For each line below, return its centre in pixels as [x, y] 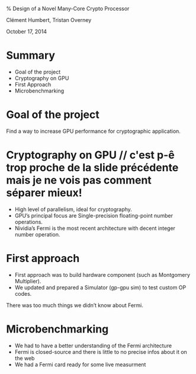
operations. [29, 222]
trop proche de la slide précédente [92, 168]
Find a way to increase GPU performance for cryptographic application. [93, 131]
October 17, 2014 [27, 31]
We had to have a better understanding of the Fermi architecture [93, 346]
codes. [23, 293]
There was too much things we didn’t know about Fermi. [75, 305]
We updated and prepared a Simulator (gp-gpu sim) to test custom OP [100, 287]
